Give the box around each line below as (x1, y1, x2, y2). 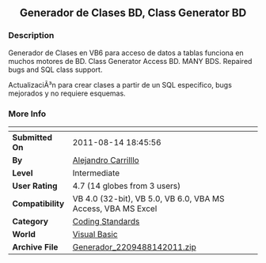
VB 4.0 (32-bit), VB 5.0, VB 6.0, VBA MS (72, 193, 225, 204)
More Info (8, 108, 47, 119)
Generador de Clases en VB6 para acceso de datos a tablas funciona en (8, 47, 244, 58)
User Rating (12, 180, 58, 191)
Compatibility (12, 197, 65, 209)
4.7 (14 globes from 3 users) (72, 180, 180, 191)
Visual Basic (72, 228, 118, 239)
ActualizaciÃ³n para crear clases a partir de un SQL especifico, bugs (8, 80, 232, 89)
